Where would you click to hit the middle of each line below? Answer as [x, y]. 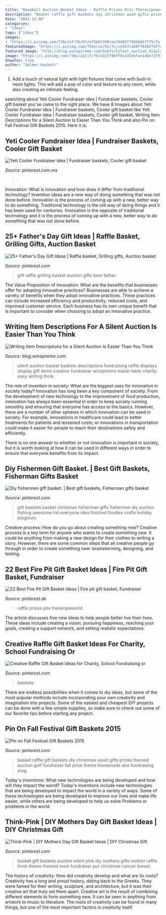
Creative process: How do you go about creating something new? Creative [81, 528]
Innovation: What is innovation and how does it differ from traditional [75, 189]
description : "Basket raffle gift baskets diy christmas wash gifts [77, 14]
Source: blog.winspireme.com [36, 356]
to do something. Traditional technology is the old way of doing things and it [83, 205]
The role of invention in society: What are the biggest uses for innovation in [82, 385]
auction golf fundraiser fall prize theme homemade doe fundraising [85, 765]
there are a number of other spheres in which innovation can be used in [78, 412]
